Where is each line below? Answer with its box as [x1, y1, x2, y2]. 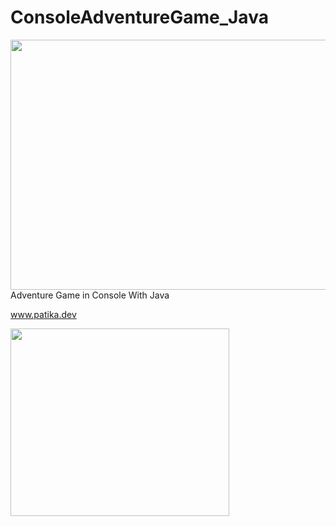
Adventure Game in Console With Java [10, 289, 170, 301]
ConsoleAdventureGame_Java [10, 6, 269, 29]
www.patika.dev [10, 308, 77, 320]
